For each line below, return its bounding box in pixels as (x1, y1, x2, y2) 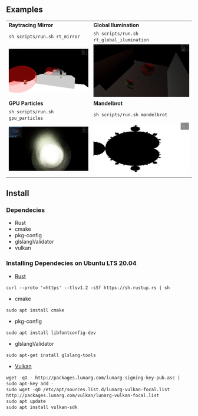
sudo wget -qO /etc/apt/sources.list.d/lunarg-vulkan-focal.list (6, 386, 170, 392)
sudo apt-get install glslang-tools (6, 352, 96, 358)
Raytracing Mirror (8, 21, 54, 28)
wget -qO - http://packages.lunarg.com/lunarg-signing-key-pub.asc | (6, 375, 181, 381)
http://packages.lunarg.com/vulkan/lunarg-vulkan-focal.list (6, 392, 160, 398)
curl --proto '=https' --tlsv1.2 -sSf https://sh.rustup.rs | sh (6, 284, 170, 291)
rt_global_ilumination (93, 37, 149, 43)
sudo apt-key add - (6, 381, 54, 386)
